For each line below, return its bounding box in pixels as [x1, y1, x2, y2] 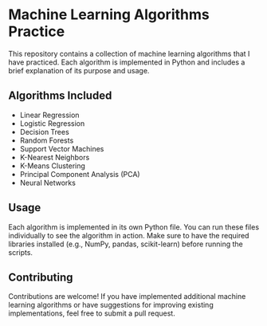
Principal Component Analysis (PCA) [19, 169, 141, 179]
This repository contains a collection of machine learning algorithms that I [8, 49, 250, 58]
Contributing [8, 270, 73, 284]
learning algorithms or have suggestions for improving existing [8, 300, 214, 310]
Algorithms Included [8, 89, 112, 103]
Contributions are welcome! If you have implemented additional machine [8, 292, 246, 301]
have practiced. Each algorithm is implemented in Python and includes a [8, 57, 245, 67]
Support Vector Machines [19, 143, 104, 153]
